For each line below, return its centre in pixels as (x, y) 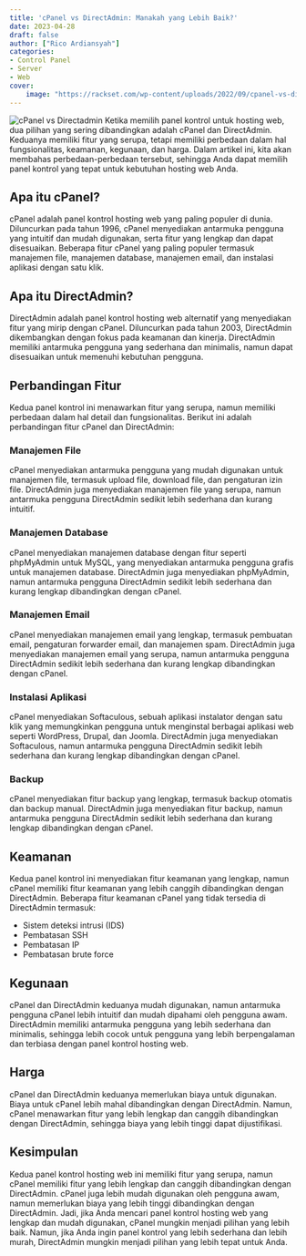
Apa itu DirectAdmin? (71, 296)
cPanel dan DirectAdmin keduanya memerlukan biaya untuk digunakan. (143, 1094)
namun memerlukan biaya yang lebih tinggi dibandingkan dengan (132, 1203)
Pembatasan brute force (68, 954)
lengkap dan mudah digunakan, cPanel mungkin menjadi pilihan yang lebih (149, 1222)
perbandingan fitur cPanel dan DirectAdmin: (92, 427)
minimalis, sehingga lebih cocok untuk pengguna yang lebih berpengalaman (153, 1035)
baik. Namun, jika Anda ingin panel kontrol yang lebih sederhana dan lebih (148, 1232)
